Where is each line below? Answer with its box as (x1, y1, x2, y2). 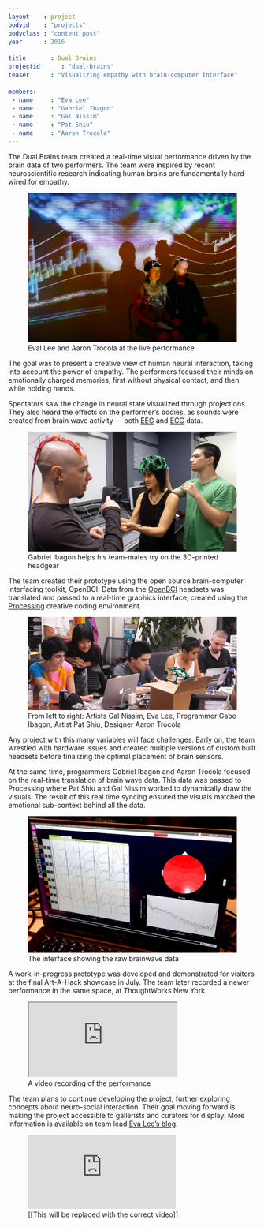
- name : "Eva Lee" (11, 95, 90, 104)
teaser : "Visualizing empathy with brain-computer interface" (8, 71, 238, 79)
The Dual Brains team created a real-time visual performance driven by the (8, 152, 251, 161)
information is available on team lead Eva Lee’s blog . (8, 1119, 179, 1128)
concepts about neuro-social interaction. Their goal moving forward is (8, 1102, 236, 1112)
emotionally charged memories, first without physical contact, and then (8, 376, 240, 385)
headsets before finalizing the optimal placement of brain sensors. (8, 751, 224, 761)
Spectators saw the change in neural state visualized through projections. (8, 399, 247, 409)
